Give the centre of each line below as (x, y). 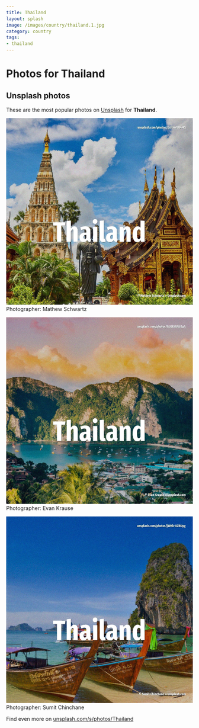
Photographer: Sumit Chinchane (45, 707)
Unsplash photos (38, 96)
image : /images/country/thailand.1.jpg (55, 25)
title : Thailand (26, 12)
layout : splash (25, 19)
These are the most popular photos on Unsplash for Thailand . (82, 110)
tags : (13, 38)
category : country (29, 31)
